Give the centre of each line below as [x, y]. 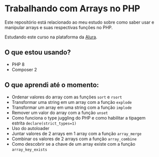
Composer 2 [24, 69]
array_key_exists [29, 150]
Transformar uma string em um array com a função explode [72, 102]
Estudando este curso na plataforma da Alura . [51, 37]
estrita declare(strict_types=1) [44, 123]
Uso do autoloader [30, 128]
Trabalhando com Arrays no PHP [72, 9]
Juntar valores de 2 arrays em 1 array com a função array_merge [77, 133]
